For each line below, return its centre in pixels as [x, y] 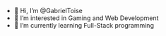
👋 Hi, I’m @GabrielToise [48, 11]
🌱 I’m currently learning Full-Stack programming [84, 25]
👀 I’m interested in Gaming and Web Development [86, 18]
